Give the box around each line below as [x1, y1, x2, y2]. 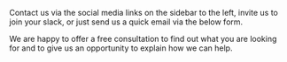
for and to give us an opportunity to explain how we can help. [9, 43, 233, 53]
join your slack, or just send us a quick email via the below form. [9, 17, 244, 27]
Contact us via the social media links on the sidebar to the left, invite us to [9, 8, 279, 17]
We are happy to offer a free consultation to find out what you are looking [9, 34, 277, 44]
